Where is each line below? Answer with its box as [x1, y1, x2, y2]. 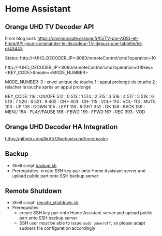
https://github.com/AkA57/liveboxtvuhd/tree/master [5, 135, 109, 141]
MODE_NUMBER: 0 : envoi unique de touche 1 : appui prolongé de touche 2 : [5, 79, 158, 85]
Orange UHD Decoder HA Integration [5, 123, 118, 131]
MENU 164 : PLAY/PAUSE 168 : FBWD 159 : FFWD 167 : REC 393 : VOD [5, 109, 146, 115]
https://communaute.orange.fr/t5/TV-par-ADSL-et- [37, 35, 139, 41]
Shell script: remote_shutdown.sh [12, 200, 79, 206]
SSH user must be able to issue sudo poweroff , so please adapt [19, 220, 146, 226]
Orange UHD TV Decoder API [5, 23, 94, 31]
